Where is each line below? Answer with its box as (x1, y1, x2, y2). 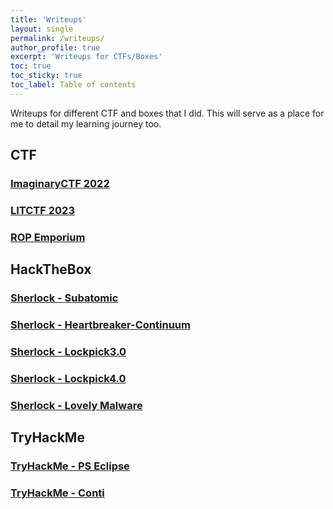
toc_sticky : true (10, 71, 83, 81)
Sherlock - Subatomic (10, 291, 119, 305)
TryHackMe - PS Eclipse (10, 459, 130, 473)
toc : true (10, 61, 52, 71)
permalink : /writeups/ (10, 33, 105, 43)
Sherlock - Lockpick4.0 (10, 371, 127, 385)
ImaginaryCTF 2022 (10, 177, 110, 191)
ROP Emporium (10, 230, 86, 244)
